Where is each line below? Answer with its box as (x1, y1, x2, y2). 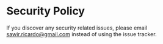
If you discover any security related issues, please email (6, 24, 148, 31)
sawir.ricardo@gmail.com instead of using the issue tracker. (6, 30, 157, 37)
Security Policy (6, 4, 85, 18)
